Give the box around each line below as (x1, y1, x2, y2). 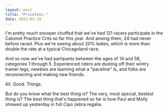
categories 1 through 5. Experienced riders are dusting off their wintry (5, 61, 149, 67)
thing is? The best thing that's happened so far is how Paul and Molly (5, 96, 148, 102)
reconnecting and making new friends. (5, 72, 85, 78)
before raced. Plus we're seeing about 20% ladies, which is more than (5, 41, 150, 47)
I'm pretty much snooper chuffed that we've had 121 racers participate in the (5, 30, 163, 36)
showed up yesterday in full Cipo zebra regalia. (5, 102, 103, 108)
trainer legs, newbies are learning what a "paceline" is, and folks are (5, 66, 146, 72)
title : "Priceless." (5, 12, 49, 17)
